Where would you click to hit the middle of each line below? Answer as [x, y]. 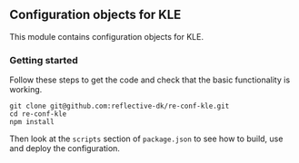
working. [26, 90]
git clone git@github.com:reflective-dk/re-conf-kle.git [120, 106]
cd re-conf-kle [38, 114]
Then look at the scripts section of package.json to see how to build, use [146, 139]
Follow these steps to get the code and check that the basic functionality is [150, 80]
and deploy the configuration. [65, 149]
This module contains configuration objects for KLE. [107, 36]
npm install [32, 122]
